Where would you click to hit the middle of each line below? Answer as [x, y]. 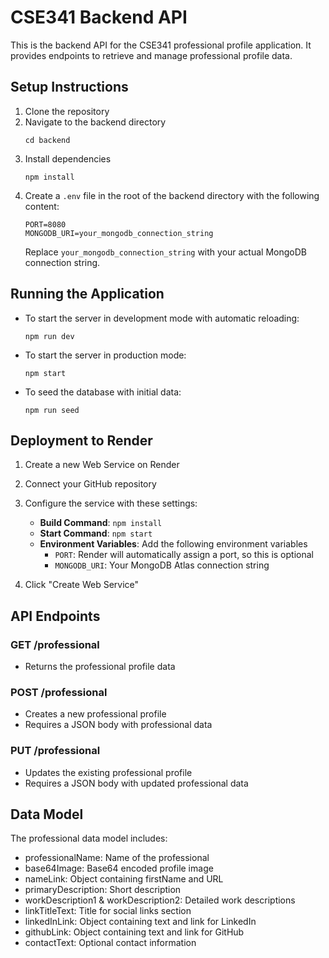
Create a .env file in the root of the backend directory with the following [172, 195]
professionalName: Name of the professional [117, 858]
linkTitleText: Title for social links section [108, 911]
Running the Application [87, 294]
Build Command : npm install [101, 523]
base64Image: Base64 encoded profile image [119, 868]
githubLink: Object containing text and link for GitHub [134, 932]
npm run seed [52, 410]
